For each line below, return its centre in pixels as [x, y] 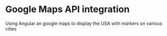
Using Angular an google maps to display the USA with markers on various [84, 23]
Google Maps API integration [67, 9]
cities [11, 28]
